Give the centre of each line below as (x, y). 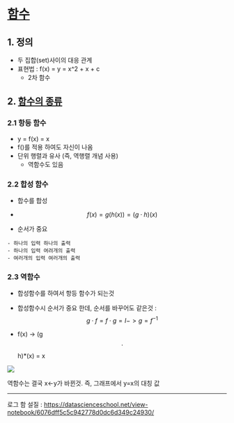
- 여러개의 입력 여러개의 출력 (44, 258)
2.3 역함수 (24, 277)
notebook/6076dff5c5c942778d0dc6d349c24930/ (81, 412)
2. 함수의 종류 (35, 102)
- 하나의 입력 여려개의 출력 (41, 250)
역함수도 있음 (46, 164)
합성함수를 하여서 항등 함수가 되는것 (66, 294)
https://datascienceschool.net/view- (96, 404)
